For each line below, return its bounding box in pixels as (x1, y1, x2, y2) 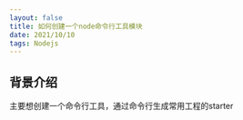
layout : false (9, 13, 64, 23)
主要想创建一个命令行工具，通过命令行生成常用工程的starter (9, 101, 234, 112)
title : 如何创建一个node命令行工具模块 (9, 22, 143, 31)
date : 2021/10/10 (9, 30, 76, 39)
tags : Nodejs (9, 38, 59, 48)
